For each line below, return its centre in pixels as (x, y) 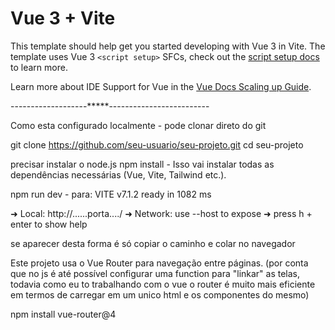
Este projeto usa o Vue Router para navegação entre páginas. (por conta (159, 263)
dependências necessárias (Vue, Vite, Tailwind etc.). (118, 174)
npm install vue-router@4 (63, 314)
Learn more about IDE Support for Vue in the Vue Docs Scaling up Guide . (161, 86)
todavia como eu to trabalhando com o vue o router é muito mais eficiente (163, 284)
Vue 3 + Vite (63, 18)
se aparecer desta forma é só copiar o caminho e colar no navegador (153, 243)
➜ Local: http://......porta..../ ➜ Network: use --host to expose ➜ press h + (161, 213)
